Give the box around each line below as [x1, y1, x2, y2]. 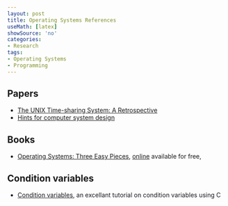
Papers [7, 88, 39, 100]
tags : [7, 49, 23, 56]
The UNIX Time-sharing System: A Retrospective [17, 106, 158, 115]
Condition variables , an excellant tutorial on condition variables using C [17, 191, 221, 199]
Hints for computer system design [17, 113, 115, 122]
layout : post [7, 10, 45, 17]
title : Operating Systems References [7, 17, 117, 24]
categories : [7, 36, 42, 43]
